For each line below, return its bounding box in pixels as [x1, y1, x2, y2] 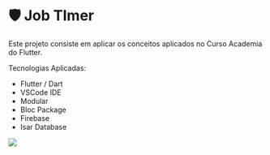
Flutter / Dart [19, 79, 63, 88]
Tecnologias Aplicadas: [8, 62, 87, 73]
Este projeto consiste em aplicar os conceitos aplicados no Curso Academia [8, 38, 263, 49]
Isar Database [19, 122, 67, 131]
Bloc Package [19, 105, 66, 114]
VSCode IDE [19, 87, 62, 97]
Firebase [19, 113, 50, 123]
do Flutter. [8, 47, 43, 57]
